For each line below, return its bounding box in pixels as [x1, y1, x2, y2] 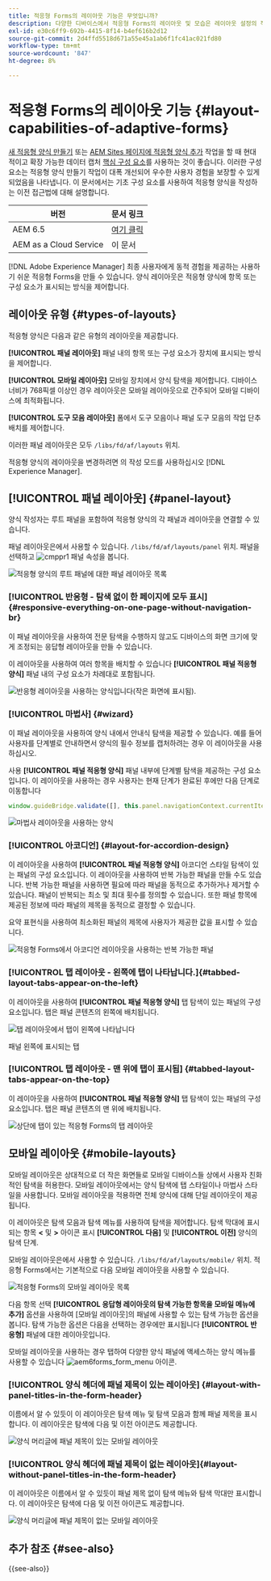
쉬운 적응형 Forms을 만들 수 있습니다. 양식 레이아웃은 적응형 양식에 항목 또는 [16, 272, 256, 281]
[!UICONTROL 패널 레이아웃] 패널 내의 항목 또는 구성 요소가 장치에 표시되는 [8, 348, 247, 357]
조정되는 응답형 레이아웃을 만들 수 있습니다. [16, 641, 153, 651]
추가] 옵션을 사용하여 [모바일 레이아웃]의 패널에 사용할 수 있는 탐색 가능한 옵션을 [8, 1309, 260, 1319]
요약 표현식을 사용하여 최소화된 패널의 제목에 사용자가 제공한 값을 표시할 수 [8, 917, 244, 927]
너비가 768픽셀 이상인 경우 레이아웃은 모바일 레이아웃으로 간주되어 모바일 [8, 385, 239, 395]
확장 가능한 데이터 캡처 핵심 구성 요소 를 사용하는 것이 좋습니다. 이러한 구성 [29, 157, 262, 167]
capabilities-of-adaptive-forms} [8, 119, 230, 137]
